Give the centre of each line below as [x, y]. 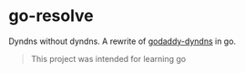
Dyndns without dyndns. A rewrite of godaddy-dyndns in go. [122, 41]
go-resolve [51, 16]
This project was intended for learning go [108, 58]
